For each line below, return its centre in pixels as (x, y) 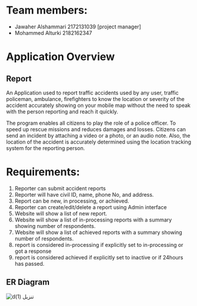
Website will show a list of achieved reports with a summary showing (98, 232)
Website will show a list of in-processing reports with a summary (93, 220)
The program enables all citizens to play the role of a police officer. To (91, 123)
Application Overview (60, 57)
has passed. (29, 263)
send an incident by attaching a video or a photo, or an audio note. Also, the (98, 135)
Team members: (47, 10)
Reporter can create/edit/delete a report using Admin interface (91, 207)
